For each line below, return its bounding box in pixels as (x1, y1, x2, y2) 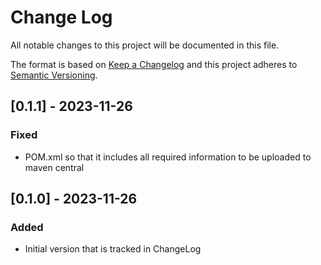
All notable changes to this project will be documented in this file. (10, 39, 280, 51)
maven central (24, 161, 85, 173)
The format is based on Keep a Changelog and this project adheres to (10, 58, 298, 70)
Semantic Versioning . (10, 69, 98, 81)
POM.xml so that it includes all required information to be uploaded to (24, 151, 312, 163)
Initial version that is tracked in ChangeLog (24, 243, 202, 255)
